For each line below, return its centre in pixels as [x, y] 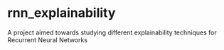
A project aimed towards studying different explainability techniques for [112, 32]
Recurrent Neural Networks [47, 39]
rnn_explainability [62, 13]
